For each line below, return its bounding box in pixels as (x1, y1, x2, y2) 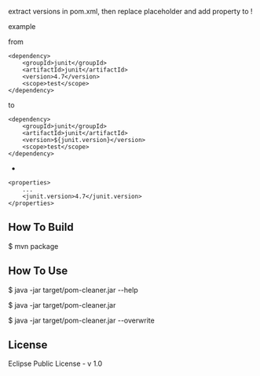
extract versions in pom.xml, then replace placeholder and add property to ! (8, 7, 253, 16)
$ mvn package (8, 241, 59, 250)
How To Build (8, 221, 74, 234)
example (8, 22, 36, 31)
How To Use (8, 265, 68, 278)
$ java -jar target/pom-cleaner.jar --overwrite (8, 316, 155, 325)
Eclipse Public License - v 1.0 (8, 359, 103, 368)
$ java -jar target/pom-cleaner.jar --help (8, 285, 139, 294)
